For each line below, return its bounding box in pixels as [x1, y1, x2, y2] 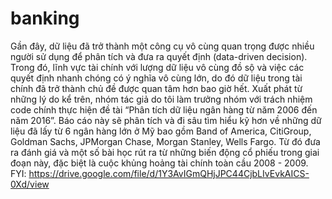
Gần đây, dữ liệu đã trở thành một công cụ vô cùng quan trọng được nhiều [10, 40, 315, 52]
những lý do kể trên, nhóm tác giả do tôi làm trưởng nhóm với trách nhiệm [10, 93, 313, 105]
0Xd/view [10, 178, 50, 190]
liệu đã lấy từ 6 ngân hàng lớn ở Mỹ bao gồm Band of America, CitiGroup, [10, 125, 312, 137]
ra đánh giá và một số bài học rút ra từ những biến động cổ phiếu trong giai [10, 146, 320, 158]
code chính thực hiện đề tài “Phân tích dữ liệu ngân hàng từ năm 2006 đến [10, 103, 318, 116]
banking [10, 7, 80, 30]
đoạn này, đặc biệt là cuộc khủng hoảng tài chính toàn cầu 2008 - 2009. [10, 157, 309, 169]
